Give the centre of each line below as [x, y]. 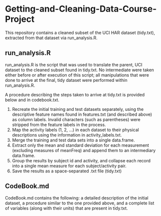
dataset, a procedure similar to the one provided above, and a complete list [80, 203]
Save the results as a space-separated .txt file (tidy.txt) [67, 171]
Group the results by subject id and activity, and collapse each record [81, 160]
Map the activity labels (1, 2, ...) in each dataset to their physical [75, 130]
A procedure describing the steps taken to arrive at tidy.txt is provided [75, 94]
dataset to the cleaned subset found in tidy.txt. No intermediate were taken [80, 70]
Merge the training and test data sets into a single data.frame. [73, 140]
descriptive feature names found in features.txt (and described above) [82, 114]
